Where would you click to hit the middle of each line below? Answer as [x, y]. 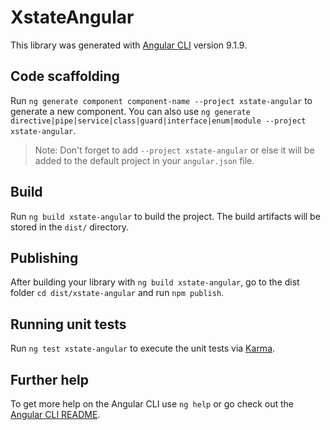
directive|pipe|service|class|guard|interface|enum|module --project [158, 121]
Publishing [44, 257]
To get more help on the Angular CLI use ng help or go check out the [152, 404]
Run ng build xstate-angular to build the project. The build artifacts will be [165, 216]
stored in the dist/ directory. [70, 227]
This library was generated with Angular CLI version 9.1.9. [129, 45]
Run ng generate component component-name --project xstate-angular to [161, 100]
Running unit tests [68, 324]
